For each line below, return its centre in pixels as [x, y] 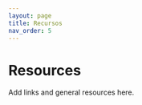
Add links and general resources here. [71, 92]
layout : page [30, 16]
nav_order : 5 [30, 30]
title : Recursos [35, 23]
